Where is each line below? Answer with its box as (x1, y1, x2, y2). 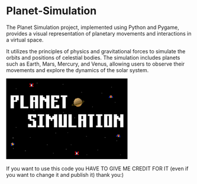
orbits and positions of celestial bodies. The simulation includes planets (6, 54, 180, 61)
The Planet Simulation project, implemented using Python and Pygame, (6, 24, 179, 31)
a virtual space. (6, 36, 44, 43)
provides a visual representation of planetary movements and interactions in (6, 30, 192, 37)
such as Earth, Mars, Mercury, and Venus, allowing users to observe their (6, 60, 185, 67)
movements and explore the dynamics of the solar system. (6, 66, 149, 73)
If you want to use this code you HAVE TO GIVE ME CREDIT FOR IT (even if (6, 165, 189, 172)
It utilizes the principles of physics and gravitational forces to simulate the (6, 47, 186, 54)
